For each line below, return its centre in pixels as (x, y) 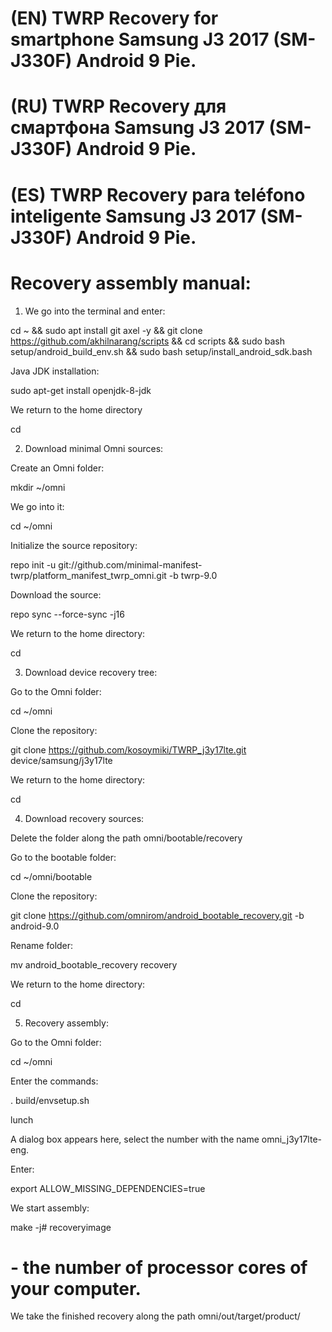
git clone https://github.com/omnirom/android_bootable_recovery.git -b (157, 915)
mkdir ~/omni (38, 487)
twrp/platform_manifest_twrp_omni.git (88, 575)
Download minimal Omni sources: (94, 448)
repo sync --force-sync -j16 (67, 614)
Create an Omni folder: (57, 468)
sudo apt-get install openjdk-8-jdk (81, 390)
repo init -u (33, 564)
